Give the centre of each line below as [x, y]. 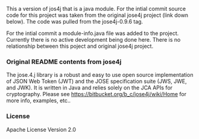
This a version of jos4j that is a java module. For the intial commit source [96, 9]
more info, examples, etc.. [39, 101]
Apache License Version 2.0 [41, 129]
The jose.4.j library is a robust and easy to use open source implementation [100, 75]
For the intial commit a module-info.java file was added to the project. [93, 33]
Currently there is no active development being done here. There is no [93, 40]
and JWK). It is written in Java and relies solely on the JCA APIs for [90, 88]
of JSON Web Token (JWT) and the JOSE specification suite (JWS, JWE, [96, 82]
